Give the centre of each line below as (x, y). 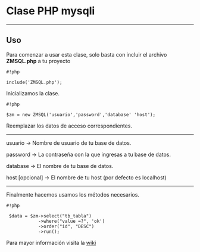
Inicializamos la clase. (33, 93)
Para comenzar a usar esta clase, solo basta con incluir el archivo (87, 54)
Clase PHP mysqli (51, 11)
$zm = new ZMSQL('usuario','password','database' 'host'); (81, 114)
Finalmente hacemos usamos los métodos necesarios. (73, 194)
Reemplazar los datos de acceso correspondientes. (69, 126)
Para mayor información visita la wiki (51, 242)
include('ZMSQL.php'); (34, 82)
